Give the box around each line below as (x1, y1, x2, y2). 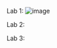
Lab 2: (6, 20, 25, 28)
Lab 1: (6, 7, 24, 15)
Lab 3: (6, 34, 25, 42)
